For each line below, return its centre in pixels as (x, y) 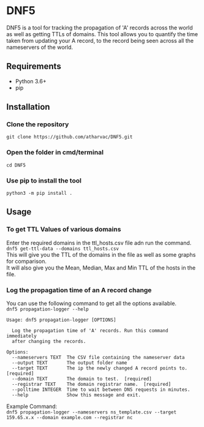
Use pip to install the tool (44, 180)
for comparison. (27, 261)
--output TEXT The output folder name (70, 363)
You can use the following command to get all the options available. (91, 303)
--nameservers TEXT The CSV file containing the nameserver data (98, 358)
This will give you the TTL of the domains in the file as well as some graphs (101, 254)
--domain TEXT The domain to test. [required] (82, 379)
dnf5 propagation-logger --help (47, 309)
